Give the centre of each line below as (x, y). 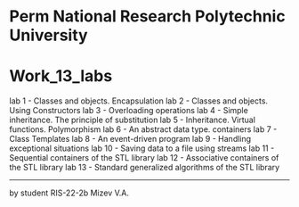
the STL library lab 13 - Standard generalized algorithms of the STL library (145, 168)
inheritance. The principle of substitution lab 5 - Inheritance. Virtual (133, 120)
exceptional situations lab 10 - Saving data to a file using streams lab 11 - (142, 148)
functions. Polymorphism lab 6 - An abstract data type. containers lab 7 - (143, 129)
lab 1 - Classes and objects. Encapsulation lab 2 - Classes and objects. (139, 101)
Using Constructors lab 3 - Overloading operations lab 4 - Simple (129, 111)
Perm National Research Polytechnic (148, 17)
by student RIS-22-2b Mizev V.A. (69, 193)
